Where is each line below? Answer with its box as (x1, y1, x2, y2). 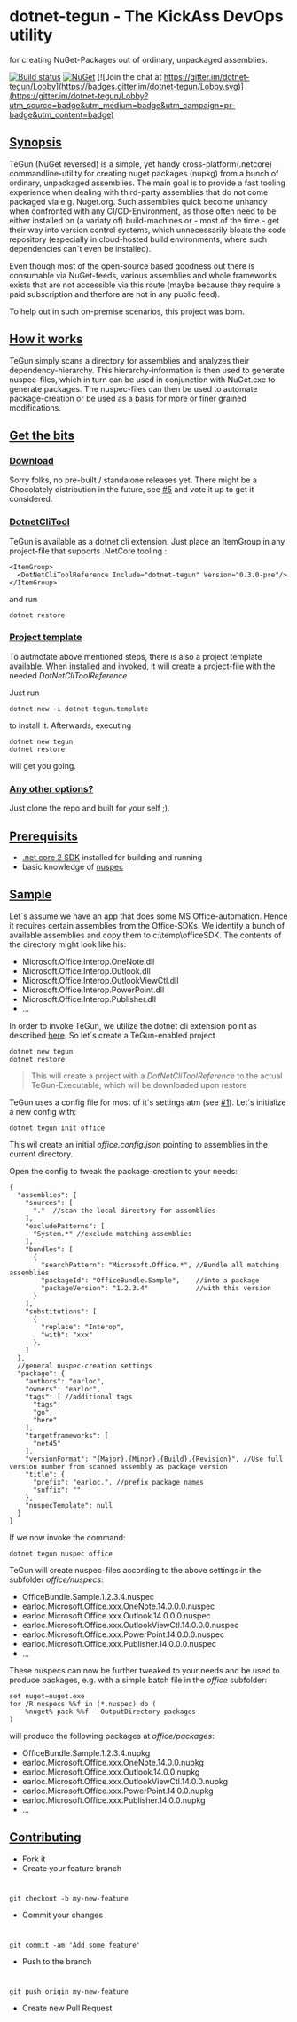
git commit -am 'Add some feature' (9, 1940, 141, 1949)
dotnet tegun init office (9, 1124, 105, 1132)
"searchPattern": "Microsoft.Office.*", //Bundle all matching (41, 1260, 279, 1269)
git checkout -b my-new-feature (9, 1893, 129, 1903)
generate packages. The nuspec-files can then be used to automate (9, 383, 258, 394)
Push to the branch (21, 1955, 92, 1966)
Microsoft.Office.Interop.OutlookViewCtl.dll (21, 975, 179, 985)
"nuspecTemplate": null (25, 1501, 113, 1509)
